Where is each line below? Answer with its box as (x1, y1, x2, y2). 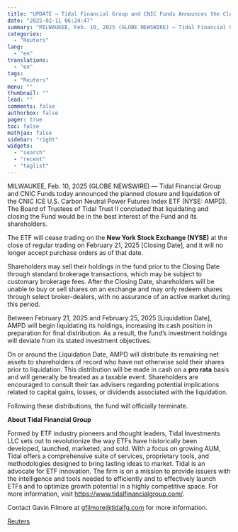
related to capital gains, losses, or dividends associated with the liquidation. (7, 388, 228, 396)
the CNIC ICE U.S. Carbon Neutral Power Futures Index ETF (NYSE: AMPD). (7, 197, 227, 205)
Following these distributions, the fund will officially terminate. (7, 401, 188, 410)
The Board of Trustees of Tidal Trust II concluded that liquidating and (7, 204, 209, 213)
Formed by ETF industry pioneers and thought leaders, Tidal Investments (7, 429, 221, 438)
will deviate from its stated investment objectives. (7, 336, 152, 344)
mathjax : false (7, 129, 52, 136)
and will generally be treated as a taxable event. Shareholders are (7, 372, 199, 381)
